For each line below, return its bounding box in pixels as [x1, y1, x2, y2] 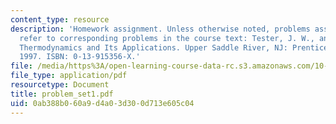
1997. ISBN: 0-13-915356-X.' [19, 52, 141, 62]
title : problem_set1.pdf [10, 89, 114, 99]
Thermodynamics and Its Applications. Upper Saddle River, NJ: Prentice [19, 42, 329, 53]
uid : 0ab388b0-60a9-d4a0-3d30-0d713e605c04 [10, 98, 195, 108]
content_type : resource [10, 14, 110, 25]
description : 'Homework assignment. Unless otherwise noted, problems [10, 24, 311, 34]
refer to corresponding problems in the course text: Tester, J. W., [19, 33, 315, 43]
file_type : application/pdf [10, 71, 128, 81]
